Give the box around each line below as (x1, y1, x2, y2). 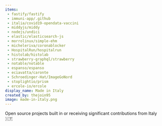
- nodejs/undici (7, 30, 40, 34)
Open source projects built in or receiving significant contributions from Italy (5, 110, 157, 116)
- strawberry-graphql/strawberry (7, 57, 75, 62)
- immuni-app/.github (7, 16, 51, 21)
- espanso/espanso (7, 66, 44, 71)
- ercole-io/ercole (7, 83, 47, 89)
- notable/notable (7, 61, 44, 66)
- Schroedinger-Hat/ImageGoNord (7, 75, 73, 79)
